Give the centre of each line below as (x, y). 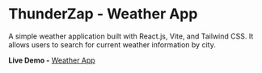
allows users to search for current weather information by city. (112, 44)
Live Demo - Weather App (52, 60)
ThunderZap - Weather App (103, 14)
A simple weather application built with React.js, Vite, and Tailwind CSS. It (131, 36)
